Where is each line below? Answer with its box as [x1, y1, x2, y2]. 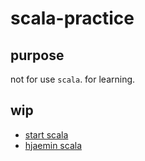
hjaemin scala [24, 139, 82, 151]
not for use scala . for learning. [10, 73, 136, 85]
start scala [24, 128, 69, 141]
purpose [10, 47, 65, 64]
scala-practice [10, 7, 135, 30]
